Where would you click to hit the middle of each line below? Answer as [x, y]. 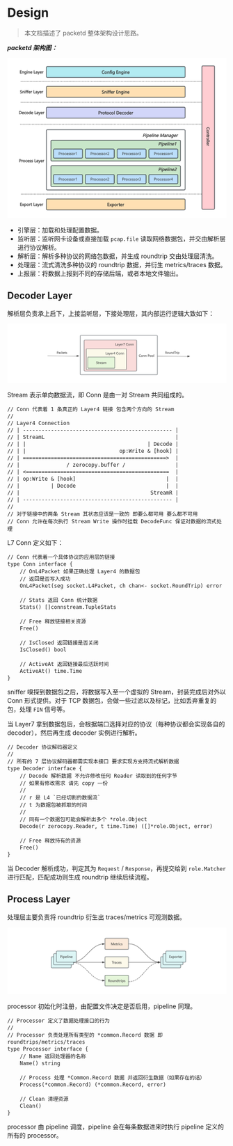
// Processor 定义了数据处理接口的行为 [58, 1021]
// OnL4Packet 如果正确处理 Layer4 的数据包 [80, 572]
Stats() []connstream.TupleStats [68, 607]
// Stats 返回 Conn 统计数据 [59, 600]
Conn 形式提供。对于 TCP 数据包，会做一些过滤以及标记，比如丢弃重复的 [112, 701]
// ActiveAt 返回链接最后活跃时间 [64, 664]
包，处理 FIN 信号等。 [38, 709]
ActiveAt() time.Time [51, 671]
